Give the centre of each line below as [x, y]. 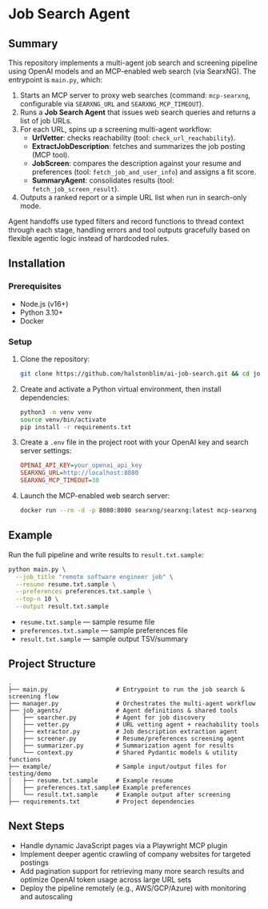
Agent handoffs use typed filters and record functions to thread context [126, 221]
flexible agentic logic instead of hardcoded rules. [89, 238]
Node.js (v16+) [44, 304]
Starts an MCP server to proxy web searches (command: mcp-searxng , [135, 95]
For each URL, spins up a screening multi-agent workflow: [116, 129]
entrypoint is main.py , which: [55, 80]
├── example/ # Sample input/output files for [118, 766]
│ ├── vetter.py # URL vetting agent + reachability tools [134, 724]
